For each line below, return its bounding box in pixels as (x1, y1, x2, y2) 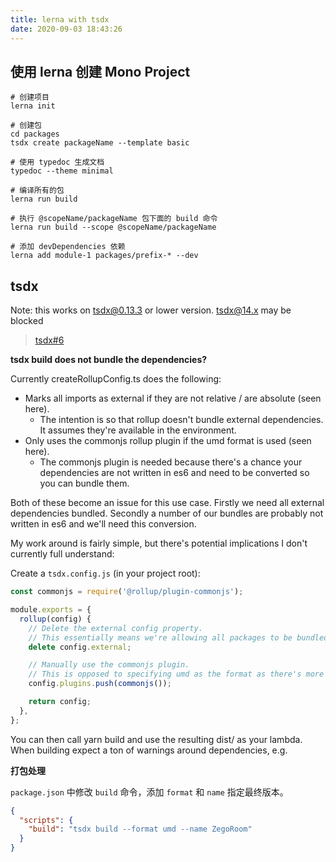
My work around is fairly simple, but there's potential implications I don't (10, 537, 308, 550)
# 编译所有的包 (10, 186, 65, 196)
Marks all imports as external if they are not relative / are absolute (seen (24, 392, 322, 405)
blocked (10, 315, 44, 327)
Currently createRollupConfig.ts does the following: (10, 373, 222, 385)
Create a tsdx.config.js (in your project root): (10, 567, 201, 580)
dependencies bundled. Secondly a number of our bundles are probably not (10, 507, 324, 520)
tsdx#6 (34, 334, 65, 346)
